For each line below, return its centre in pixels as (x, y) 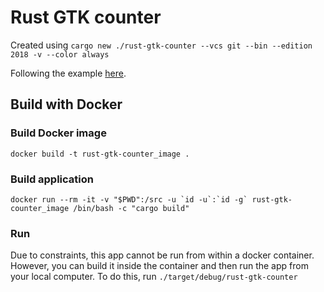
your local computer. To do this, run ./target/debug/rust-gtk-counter (154, 277)
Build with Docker (66, 104)
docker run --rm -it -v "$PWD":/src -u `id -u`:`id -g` (129, 199)
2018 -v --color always (60, 54)
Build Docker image (58, 133)
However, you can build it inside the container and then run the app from (159, 266)
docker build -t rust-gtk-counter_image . (100, 154)
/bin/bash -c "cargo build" (131, 208)
